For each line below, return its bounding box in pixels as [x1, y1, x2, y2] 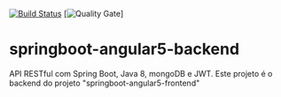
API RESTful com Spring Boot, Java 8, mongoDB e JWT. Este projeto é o [9, 68, 273, 78]
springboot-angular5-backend [9, 40, 240, 59]
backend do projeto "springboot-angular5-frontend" [9, 78, 200, 88]
